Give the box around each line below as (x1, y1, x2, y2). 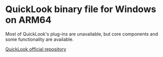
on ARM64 (5, 14, 52, 26)
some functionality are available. (5, 36, 74, 42)
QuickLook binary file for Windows (5, 4, 156, 15)
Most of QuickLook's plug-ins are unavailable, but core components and (5, 31, 158, 37)
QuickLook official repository (5, 46, 67, 52)
